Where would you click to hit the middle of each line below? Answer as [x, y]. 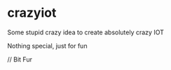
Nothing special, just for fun [47, 45]
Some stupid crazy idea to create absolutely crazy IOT [86, 32]
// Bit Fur [20, 59]
